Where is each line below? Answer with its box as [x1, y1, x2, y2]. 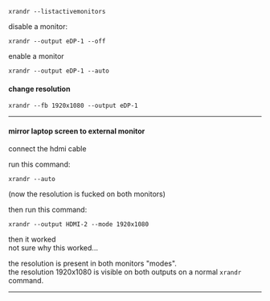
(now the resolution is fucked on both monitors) [8, 189, 166, 199]
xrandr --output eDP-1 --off [8, 37, 106, 45]
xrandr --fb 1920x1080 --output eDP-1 [8, 101, 138, 110]
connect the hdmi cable [8, 144, 87, 154]
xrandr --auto [8, 175, 56, 183]
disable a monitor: [8, 22, 68, 31]
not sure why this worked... [8, 243, 99, 253]
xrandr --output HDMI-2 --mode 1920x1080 [8, 221, 149, 229]
